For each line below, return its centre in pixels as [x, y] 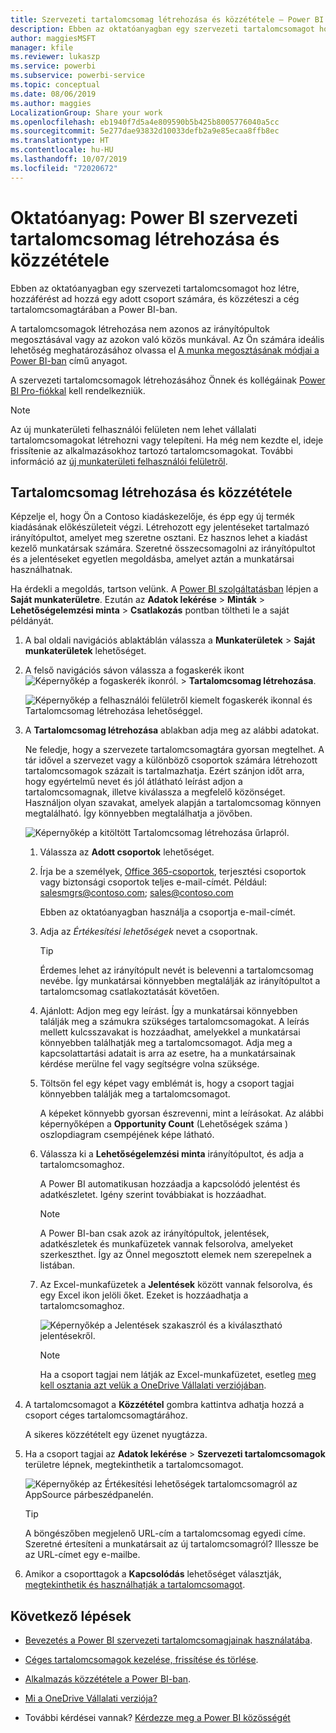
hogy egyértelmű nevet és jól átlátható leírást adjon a [133, 782]
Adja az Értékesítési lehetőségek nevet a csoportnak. [148, 932]
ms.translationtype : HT [60, 141]
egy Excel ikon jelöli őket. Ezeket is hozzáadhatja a [144, 1295]
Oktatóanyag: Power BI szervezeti [154, 217]
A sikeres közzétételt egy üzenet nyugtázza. [116, 1435]
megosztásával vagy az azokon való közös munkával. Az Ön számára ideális [167, 339]
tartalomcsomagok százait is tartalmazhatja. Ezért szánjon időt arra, [164, 771]
